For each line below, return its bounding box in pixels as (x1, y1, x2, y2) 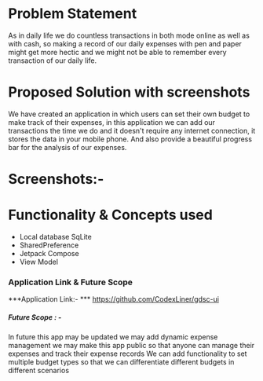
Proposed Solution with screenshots (8, 83, 250, 101)
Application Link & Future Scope (8, 277, 133, 288)
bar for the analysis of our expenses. (8, 142, 127, 152)
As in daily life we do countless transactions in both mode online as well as (8, 31, 250, 40)
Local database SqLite (19, 233, 92, 241)
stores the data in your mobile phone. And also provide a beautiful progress (8, 134, 253, 144)
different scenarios (8, 366, 69, 376)
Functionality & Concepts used (8, 206, 214, 224)
